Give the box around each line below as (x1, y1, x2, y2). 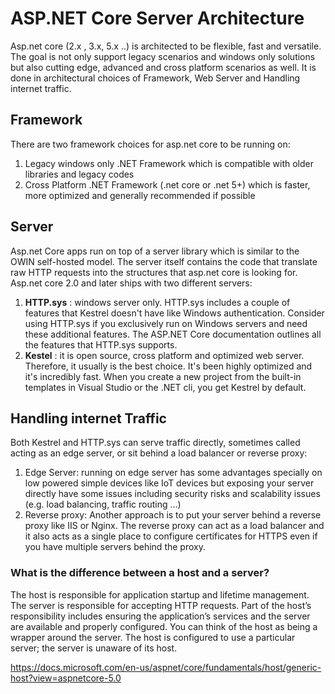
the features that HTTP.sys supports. (24, 338, 178, 351)
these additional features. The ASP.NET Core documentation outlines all (24, 328, 322, 340)
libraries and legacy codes (24, 168, 135, 180)
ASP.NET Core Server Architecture (10, 7, 305, 30)
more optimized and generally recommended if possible (24, 189, 256, 201)
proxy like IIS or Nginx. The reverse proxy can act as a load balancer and (24, 520, 325, 532)
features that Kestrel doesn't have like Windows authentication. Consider (24, 307, 325, 319)
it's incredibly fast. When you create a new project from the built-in (24, 370, 302, 382)
